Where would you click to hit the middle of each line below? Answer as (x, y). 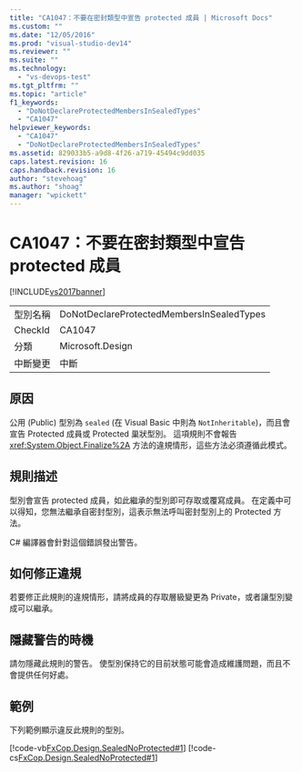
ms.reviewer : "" (40, 52)
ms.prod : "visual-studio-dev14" (70, 43)
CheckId (32, 330)
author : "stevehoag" (49, 178)
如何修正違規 (45, 573)
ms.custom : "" (36, 26)
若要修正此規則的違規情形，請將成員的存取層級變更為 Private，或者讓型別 (147, 597)
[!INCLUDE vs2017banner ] (58, 291)
